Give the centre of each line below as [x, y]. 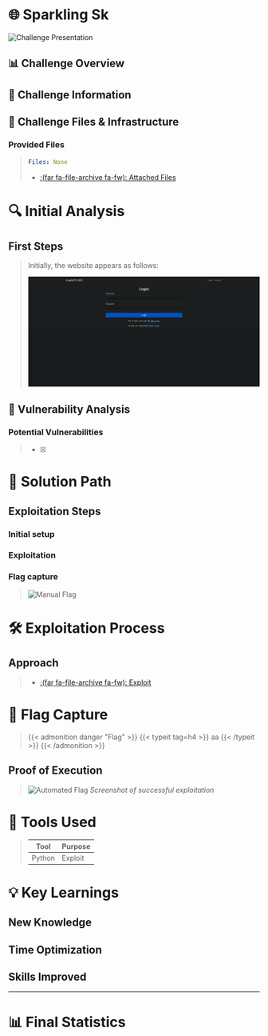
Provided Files [37, 145]
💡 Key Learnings [64, 892]
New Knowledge [50, 923]
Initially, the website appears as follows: [93, 266]
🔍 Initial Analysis [67, 212]
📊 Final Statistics [67, 1022]
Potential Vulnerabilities [56, 432]
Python [43, 858]
